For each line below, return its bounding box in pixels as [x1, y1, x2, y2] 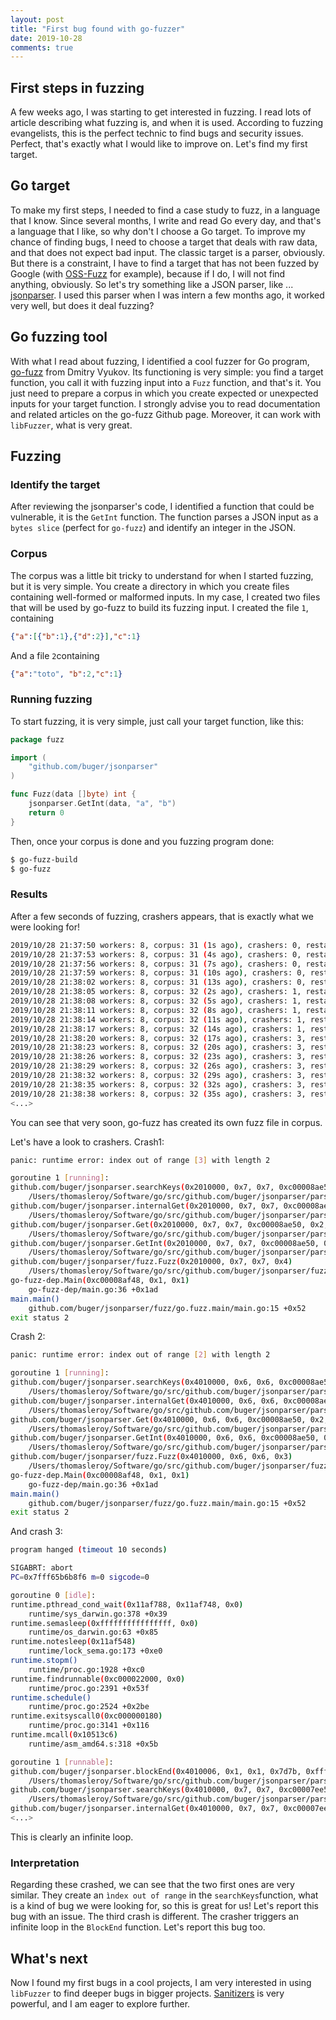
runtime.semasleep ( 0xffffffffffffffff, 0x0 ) [10, 1618, 199, 1628]
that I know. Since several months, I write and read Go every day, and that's [10, 214, 322, 226]
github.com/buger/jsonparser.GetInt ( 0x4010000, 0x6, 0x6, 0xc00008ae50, [10, 1433, 320, 1443]
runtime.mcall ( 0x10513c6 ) [10, 1730, 118, 1740]
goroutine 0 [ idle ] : [10, 1590, 97, 1600]
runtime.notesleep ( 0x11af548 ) [10, 1637, 137, 1647]
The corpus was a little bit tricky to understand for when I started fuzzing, [10, 569, 314, 581]
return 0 [28, 807, 65, 818]
